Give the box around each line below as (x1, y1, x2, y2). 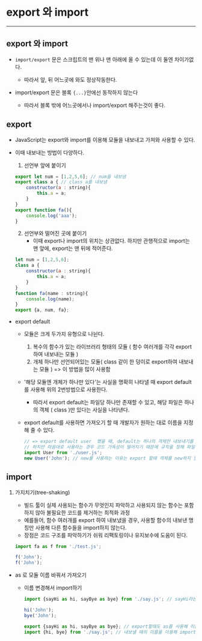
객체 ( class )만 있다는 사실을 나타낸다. (39, 406, 130, 413)
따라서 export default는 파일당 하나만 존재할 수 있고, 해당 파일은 (32, 399, 183, 406)
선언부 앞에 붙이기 (23, 162, 66, 169)
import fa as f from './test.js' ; (14, 543, 102, 550)
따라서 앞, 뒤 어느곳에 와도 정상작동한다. (23, 76, 117, 83)
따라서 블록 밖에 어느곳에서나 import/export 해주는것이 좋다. (23, 102, 166, 109)
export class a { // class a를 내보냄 (14, 179, 108, 185)
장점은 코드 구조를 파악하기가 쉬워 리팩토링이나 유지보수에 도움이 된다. (23, 531, 188, 538)
